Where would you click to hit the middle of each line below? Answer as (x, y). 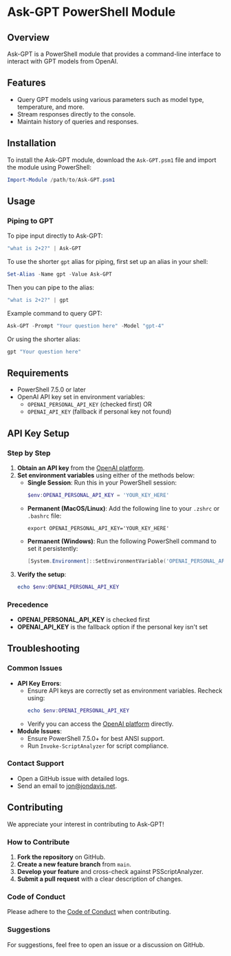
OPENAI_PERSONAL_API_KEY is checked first (83, 619)
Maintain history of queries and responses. (78, 121)
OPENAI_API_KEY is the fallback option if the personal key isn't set (112, 627)
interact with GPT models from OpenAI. (63, 61)
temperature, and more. (51, 107)
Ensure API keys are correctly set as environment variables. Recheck (125, 691)
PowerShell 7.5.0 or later (51, 389)
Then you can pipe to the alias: (51, 287)
